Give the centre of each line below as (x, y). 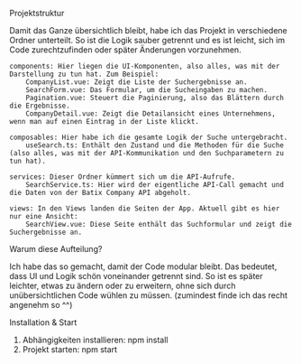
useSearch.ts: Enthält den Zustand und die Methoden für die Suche (155, 145)
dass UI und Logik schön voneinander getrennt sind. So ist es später (136, 276)
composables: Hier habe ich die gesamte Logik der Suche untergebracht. (149, 137)
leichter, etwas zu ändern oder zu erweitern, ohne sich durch (123, 285)
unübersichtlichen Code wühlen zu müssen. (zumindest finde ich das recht (149, 295)
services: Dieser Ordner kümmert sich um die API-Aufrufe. (123, 177)
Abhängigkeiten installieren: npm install (95, 340)
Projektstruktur (37, 13)
